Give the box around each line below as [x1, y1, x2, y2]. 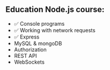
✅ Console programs [13, 20, 65, 27]
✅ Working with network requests [13, 26, 96, 34]
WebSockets [13, 58, 45, 65]
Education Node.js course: [5, 5, 105, 15]
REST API [13, 52, 37, 59]
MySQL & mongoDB [13, 40, 63, 47]
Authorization [13, 46, 47, 53]
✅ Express [13, 33, 40, 40]
